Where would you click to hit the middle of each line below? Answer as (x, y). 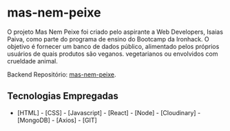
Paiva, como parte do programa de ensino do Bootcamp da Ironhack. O (108, 39)
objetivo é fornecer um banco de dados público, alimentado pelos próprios (113, 46)
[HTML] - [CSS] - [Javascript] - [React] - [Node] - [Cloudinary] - (109, 112)
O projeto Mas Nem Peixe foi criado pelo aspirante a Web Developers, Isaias (115, 32)
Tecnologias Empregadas (63, 96)
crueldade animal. (33, 61)
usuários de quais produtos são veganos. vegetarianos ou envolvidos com (113, 54)
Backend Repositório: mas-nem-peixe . (62, 74)
